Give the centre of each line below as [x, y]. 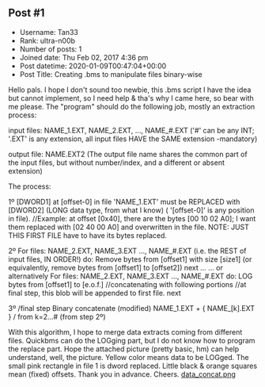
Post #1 [26, 13]
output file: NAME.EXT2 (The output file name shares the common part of [128, 154]
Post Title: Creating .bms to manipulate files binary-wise [111, 74]
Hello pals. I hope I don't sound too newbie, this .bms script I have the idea [130, 90]
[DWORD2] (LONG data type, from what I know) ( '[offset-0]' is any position [131, 210]
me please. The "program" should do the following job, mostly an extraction [132, 106]
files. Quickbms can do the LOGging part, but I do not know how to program [132, 340]
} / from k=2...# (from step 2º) [57, 316]
